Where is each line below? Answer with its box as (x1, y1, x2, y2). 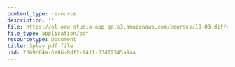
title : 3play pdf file (7, 43, 73, 50)
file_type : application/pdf (7, 29, 90, 37)
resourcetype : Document (7, 36, 77, 43)
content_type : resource (7, 10, 77, 17)
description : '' (7, 17, 55, 24)
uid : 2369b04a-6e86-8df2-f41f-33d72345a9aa (7, 50, 136, 57)
